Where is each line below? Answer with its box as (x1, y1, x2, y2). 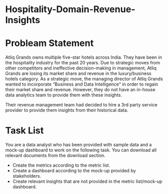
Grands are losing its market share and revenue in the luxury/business (5, 70, 152, 76)
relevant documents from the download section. (5, 152, 106, 159)
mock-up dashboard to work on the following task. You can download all (5, 147, 157, 153)
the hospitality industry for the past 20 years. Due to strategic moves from (5, 60, 160, 66)
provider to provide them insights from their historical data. (5, 107, 128, 113)
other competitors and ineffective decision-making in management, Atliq (5, 65, 157, 71)
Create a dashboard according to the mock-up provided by (12, 168, 136, 174)
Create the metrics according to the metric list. (12, 162, 111, 168)
